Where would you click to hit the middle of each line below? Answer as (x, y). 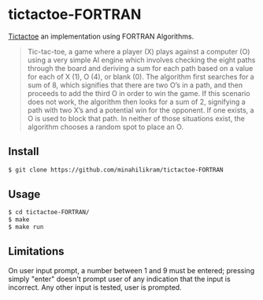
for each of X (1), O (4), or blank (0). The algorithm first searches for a (141, 76)
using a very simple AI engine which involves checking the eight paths (141, 60)
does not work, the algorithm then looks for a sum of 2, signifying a (136, 102)
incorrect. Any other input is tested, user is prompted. (95, 287)
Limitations (36, 252)
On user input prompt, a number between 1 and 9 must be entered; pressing (131, 270)
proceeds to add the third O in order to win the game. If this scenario (139, 93)
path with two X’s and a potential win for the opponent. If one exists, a (141, 110)
